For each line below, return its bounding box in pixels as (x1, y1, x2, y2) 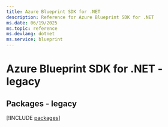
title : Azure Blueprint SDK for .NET (6, 8, 101, 15)
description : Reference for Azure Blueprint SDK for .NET (6, 14, 154, 20)
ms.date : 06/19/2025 (6, 20, 58, 26)
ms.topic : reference (6, 25, 58, 32)
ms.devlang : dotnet (6, 31, 55, 37)
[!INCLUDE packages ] (6, 114, 61, 121)
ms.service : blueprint (6, 36, 63, 42)
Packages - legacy (6, 98, 77, 109)
